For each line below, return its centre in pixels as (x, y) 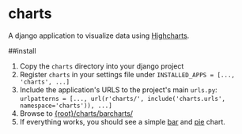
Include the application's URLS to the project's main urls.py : (118, 89)
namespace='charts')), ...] (66, 106)
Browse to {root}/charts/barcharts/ (76, 113)
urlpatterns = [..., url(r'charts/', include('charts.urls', (123, 99)
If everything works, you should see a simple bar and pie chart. (122, 121)
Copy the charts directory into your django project (102, 66)
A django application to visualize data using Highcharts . (99, 35)
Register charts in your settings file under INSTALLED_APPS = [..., (127, 74)
